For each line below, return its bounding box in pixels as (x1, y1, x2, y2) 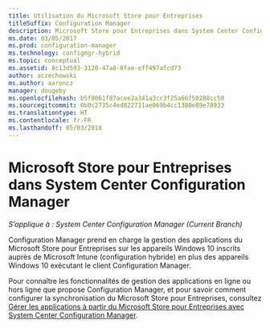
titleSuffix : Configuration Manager (8, 19, 131, 27)
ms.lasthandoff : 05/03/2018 (8, 124, 103, 132)
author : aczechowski (8, 72, 78, 80)
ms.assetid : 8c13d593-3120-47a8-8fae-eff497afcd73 (8, 64, 182, 72)
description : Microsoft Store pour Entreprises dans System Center (8, 27, 239, 35)
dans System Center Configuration (8, 175, 247, 194)
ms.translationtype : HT (8, 109, 88, 117)
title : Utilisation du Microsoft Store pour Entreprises (8, 11, 203, 20)
